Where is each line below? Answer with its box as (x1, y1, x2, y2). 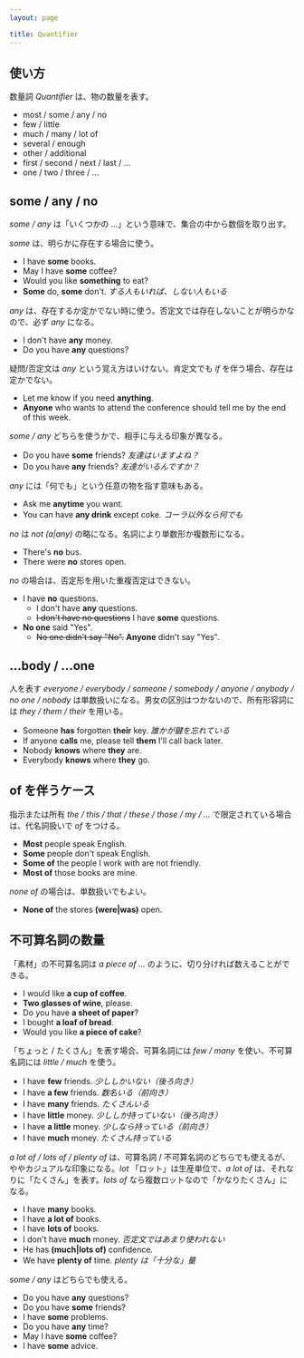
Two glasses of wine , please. (22, 997, 133, 1008)
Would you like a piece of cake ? (22, 1026, 142, 1037)
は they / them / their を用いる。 (9, 705, 128, 716)
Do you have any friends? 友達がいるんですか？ (22, 461, 200, 472)
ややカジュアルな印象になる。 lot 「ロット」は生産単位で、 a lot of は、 (9, 1162, 271, 1174)
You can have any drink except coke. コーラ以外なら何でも (22, 509, 243, 520)
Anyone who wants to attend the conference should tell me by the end (22, 403, 287, 413)
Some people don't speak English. (22, 848, 151, 858)
